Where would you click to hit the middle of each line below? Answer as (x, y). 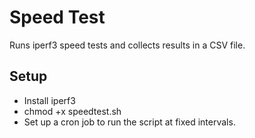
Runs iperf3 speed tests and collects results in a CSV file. (127, 45)
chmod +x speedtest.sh (72, 111)
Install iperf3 (49, 100)
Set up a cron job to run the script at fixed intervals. (129, 122)
